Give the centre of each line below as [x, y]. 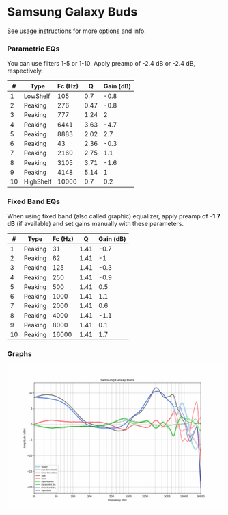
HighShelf [38, 181]
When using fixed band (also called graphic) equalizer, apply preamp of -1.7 [114, 216]
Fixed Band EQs [33, 201]
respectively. [25, 71]
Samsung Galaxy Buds [72, 12]
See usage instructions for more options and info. [77, 31]
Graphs [19, 354]
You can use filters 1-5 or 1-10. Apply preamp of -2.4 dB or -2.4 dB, [101, 64]
